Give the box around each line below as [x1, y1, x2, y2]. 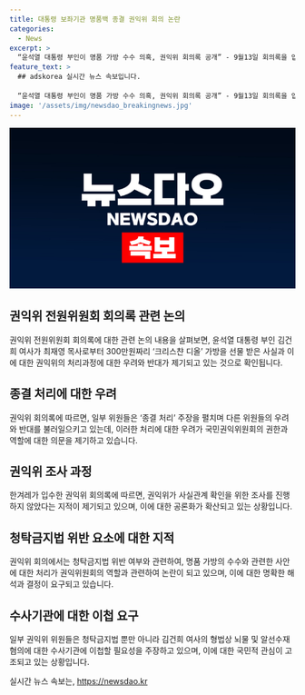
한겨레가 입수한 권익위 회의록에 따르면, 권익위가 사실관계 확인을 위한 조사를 [9, 490, 274, 501]
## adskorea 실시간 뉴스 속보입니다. [17, 73, 142, 82]
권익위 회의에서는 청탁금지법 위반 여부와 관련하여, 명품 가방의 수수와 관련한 [9, 556, 274, 567]
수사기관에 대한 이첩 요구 [9, 608, 139, 623]
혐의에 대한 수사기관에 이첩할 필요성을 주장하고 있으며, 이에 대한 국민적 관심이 [9, 645, 283, 656]
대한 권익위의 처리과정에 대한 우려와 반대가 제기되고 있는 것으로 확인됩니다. [18, 357, 283, 368]
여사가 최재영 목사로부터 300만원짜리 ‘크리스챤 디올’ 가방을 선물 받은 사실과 [18, 345, 286, 356]
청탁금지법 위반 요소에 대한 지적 [9, 530, 175, 545]
